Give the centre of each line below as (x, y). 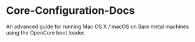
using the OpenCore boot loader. (46, 32)
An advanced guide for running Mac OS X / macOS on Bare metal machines (97, 26)
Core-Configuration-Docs (70, 11)
